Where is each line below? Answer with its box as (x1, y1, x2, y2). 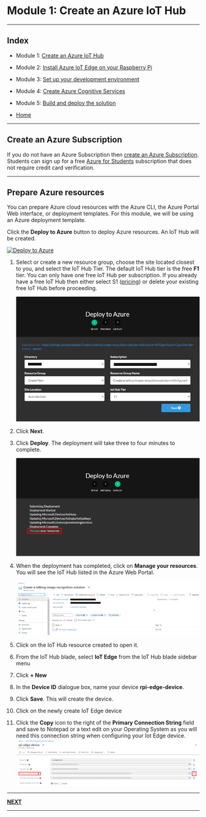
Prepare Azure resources (7, 187, 105, 198)
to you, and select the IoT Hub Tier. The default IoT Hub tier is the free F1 (15, 265, 199, 272)
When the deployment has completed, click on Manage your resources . (15, 562, 198, 569)
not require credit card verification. (7, 163, 95, 171)
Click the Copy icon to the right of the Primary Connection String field (15, 718, 194, 726)
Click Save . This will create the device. (15, 695, 114, 703)
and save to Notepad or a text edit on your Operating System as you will (15, 725, 197, 733)
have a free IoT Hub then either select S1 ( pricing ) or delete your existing (15, 278, 199, 285)
